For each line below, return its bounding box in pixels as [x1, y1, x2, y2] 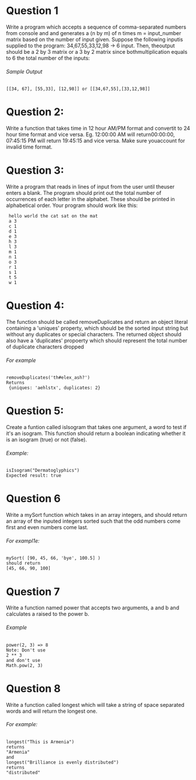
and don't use [6, 657, 41, 663]
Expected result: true [6, 472, 61, 479]
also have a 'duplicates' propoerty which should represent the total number [6, 337, 188, 344]
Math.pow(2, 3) [6, 662, 43, 668]
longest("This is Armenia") [6, 738, 75, 745]
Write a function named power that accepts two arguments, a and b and [6, 604, 180, 612]
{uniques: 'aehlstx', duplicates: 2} [8, 385, 101, 391]
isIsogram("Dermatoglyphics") [6, 468, 80, 474]
